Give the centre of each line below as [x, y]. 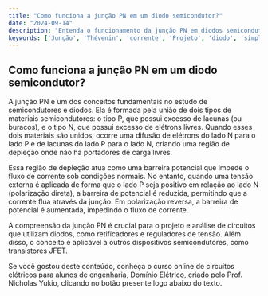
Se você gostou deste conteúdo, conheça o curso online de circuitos [122, 267]
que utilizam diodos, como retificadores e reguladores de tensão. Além [125, 234]
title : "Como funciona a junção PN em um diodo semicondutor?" [116, 16]
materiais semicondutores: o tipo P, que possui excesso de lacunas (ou [125, 119]
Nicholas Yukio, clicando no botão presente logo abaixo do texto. [115, 283]
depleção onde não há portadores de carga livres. [91, 153]
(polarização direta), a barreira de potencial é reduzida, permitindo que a [128, 193]
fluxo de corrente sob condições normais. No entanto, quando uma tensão [131, 177]
